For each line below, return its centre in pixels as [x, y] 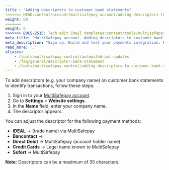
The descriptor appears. [37, 112]
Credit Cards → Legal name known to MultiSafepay [66, 147]
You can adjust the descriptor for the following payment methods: [73, 121]
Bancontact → [28, 136]
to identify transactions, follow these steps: [50, 86]
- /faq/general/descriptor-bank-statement [59, 61]
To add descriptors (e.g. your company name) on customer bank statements [84, 80]
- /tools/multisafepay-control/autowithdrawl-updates [72, 57]
